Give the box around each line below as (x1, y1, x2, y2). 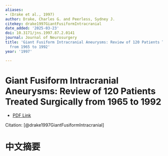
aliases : (5, 7, 23, 12)
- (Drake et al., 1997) (5, 12, 55, 17)
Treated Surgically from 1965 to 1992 (5, 96, 161, 107)
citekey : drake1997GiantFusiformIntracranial (5, 21, 101, 26)
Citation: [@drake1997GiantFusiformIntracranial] (5, 122, 104, 128)
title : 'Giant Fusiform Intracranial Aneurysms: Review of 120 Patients (5, 40, 160, 45)
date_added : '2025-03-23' (5, 26, 59, 31)
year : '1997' (5, 49, 32, 54)
